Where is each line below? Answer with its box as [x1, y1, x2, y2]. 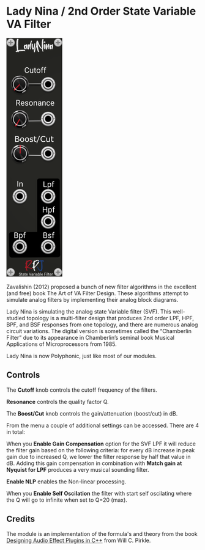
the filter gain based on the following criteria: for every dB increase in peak [6, 446, 195, 453]
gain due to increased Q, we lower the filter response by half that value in [6, 453, 191, 460]
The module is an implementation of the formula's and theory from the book [6, 530, 198, 537]
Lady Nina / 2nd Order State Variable [6, 4, 196, 18]
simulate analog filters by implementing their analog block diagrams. [6, 296, 179, 303]
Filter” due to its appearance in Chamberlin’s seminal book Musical [6, 334, 174, 341]
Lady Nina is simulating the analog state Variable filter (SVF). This [6, 307, 171, 315]
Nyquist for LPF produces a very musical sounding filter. [6, 466, 149, 473]
